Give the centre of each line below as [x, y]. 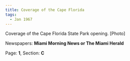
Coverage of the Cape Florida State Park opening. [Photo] [65, 34]
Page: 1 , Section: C [25, 53]
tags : [11, 15]
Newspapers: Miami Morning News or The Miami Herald [65, 43]
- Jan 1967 [21, 19]
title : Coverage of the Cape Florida [45, 10]
